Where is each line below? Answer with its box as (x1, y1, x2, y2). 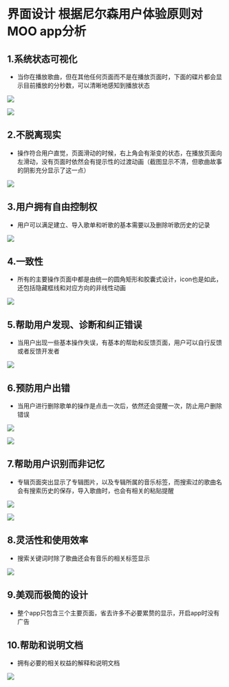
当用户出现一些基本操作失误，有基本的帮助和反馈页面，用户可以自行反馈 (17, 338, 222, 347)
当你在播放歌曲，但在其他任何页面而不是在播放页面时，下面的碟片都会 (17, 73, 217, 81)
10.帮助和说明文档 (7, 639, 84, 651)
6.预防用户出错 (7, 382, 71, 393)
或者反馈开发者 (17, 347, 60, 356)
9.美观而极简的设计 (7, 589, 89, 601)
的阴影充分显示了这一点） (17, 166, 90, 174)
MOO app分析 (7, 23, 87, 39)
